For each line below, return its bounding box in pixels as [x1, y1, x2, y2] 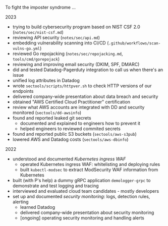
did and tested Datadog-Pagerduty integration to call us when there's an [12, 67, 163, 73]
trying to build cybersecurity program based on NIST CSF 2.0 [12, 24, 140, 30]
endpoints [12, 88, 34, 94]
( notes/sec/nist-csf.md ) [12, 29, 64, 35]
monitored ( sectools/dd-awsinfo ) [12, 109, 82, 116]
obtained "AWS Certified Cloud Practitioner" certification [12, 99, 130, 105]
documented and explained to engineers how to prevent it [20, 121, 140, 126]
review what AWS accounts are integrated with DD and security [12, 104, 145, 110]
